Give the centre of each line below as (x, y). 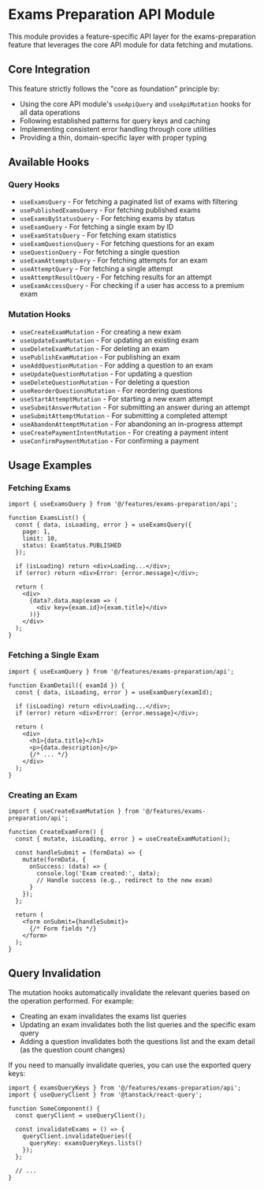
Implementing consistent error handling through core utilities (118, 129)
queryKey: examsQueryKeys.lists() (86, 1143)
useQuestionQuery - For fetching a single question (99, 252)
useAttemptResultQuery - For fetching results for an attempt (115, 277)
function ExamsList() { (47, 518)
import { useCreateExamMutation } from (74, 811)
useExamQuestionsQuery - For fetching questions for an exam (117, 244)
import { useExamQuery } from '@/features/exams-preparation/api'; (121, 671)
